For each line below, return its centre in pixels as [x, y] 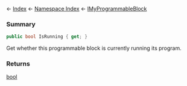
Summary [21, 24]
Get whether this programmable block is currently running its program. [94, 48]
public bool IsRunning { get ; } [47, 37]
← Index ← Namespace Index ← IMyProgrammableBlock [77, 9]
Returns [18, 64]
